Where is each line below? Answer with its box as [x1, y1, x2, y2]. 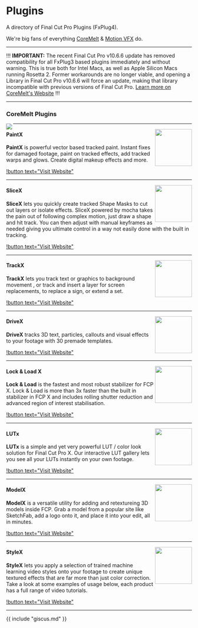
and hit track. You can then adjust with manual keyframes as [6, 219, 153, 226]
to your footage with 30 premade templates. [6, 337, 113, 344]
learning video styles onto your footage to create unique [6, 568, 143, 575]
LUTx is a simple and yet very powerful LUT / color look [6, 443, 141, 451]
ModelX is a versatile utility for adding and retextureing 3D [6, 499, 148, 507]
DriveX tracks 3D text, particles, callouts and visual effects [6, 331, 149, 338]
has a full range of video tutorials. [6, 587, 88, 594]
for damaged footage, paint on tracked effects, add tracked [6, 150, 150, 157]
